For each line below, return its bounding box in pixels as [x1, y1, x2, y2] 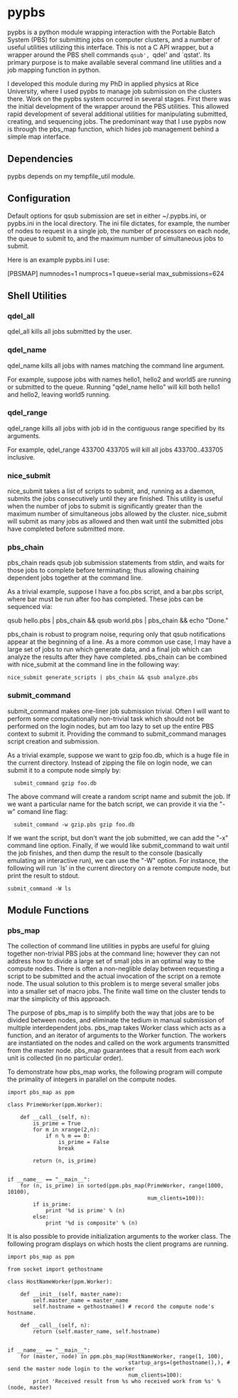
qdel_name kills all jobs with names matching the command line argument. [7, 361, 225, 370]
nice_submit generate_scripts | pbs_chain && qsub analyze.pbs [7, 674, 199, 682]
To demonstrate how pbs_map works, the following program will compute [7, 1068, 222, 1076]
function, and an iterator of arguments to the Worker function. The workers [7, 1031, 227, 1039]
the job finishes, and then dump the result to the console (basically [7, 848, 202, 857]
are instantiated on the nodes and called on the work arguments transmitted [7, 1039, 229, 1047]
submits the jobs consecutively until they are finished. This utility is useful [7, 494, 223, 503]
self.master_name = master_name [33, 1297, 129, 1304]
